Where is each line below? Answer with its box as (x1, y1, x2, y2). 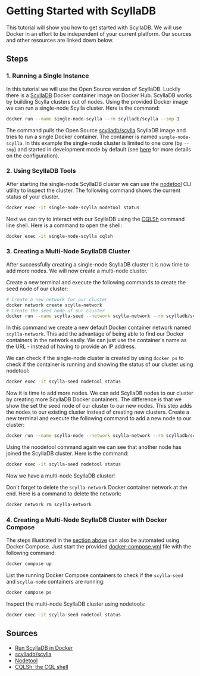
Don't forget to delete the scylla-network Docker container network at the (6, 483, 187, 491)
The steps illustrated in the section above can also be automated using (6, 537, 180, 544)
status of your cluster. (6, 193, 60, 200)
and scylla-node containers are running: (6, 578, 105, 585)
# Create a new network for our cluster (6, 296, 108, 302)
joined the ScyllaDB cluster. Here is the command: (6, 450, 129, 457)
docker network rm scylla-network (6, 501, 92, 507)
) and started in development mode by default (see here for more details (14, 145, 192, 153)
